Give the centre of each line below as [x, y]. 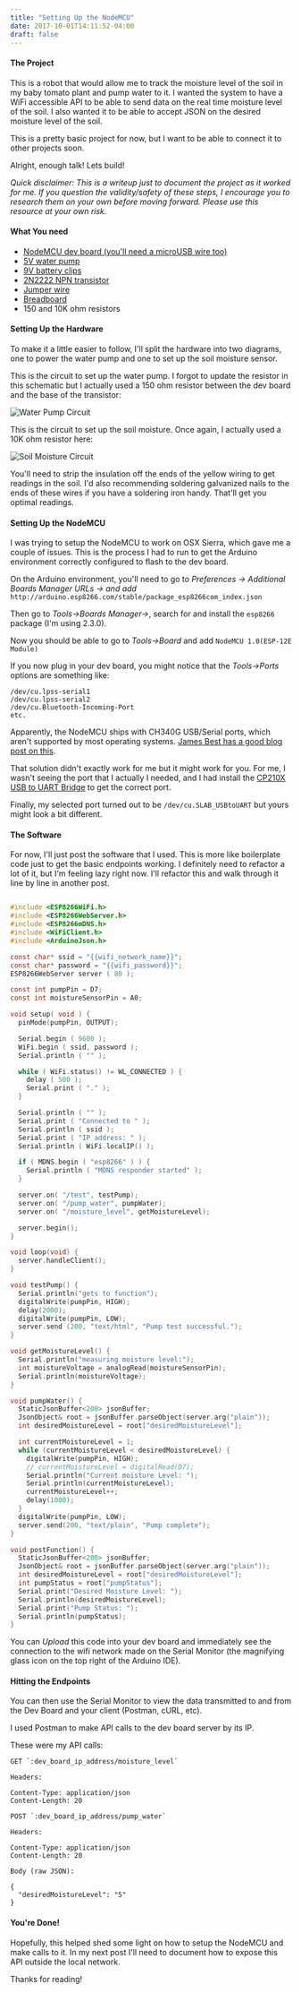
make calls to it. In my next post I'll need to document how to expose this [144, 1952]
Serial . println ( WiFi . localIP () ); [86, 1146]
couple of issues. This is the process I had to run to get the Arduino [134, 553]
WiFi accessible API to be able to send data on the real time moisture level [146, 102]
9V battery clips [52, 271]
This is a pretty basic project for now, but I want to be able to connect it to [146, 138]
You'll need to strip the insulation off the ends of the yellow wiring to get [142, 473]
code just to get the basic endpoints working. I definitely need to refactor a [147, 864]
